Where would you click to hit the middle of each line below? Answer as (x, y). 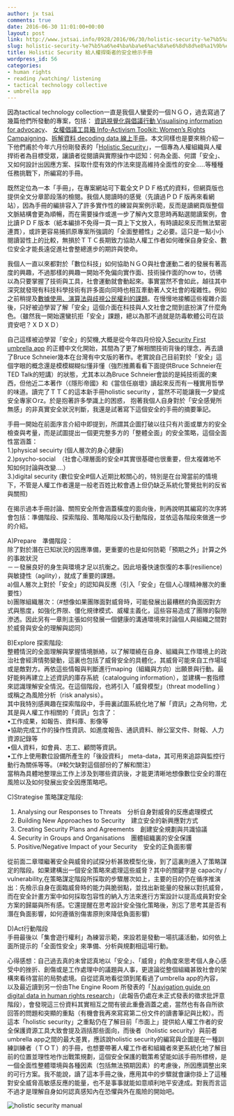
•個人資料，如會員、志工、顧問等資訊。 (64, 747)
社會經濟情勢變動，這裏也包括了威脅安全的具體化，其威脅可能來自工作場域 (120, 660)
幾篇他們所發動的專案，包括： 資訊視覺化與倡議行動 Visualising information (115, 121)
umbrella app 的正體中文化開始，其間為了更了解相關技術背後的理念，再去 (112, 349)
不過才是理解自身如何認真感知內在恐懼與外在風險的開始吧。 (93, 1092)
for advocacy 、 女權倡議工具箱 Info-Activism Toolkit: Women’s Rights (106, 130)
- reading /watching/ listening (54, 78)
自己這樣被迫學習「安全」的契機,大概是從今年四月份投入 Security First (107, 339)
